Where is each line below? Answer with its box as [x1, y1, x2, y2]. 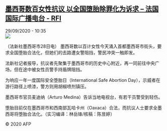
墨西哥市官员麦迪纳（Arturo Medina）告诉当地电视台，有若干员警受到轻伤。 [5, 94, 163, 100]
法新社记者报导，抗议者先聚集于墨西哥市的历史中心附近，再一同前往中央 [5, 60, 155, 66]
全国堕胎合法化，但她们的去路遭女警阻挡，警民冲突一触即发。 [9, 49, 137, 55]
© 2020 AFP [5, 121, 32, 127]
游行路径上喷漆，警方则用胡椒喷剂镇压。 [5, 83, 89, 89]
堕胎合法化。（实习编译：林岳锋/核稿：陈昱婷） [18, 111, 115, 117]
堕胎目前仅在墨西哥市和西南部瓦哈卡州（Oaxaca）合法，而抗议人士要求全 [5, 104, 158, 110]
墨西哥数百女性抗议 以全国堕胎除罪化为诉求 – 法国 [5, 5, 159, 14]
